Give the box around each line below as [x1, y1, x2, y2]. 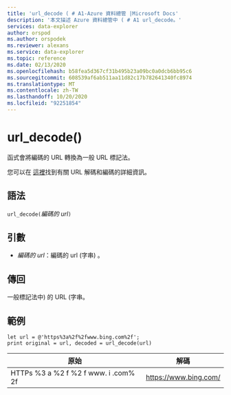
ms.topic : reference [7, 55, 67, 62]
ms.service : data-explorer [7, 49, 85, 56]
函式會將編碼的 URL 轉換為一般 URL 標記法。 [7, 153, 134, 161]
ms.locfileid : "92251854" [7, 100, 81, 107]
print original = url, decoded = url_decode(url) [7, 340, 153, 347]
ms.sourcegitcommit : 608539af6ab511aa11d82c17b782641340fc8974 [7, 74, 192, 81]
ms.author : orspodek [7, 36, 67, 43]
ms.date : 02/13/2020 [7, 61, 67, 68]
